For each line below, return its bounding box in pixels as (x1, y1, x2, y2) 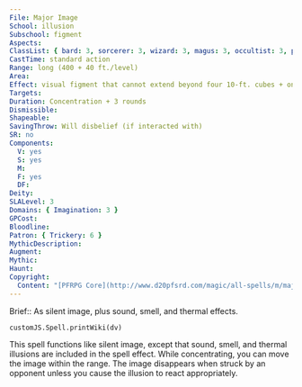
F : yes (17, 172, 42, 181)
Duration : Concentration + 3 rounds (9, 96, 147, 106)
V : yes (17, 147, 42, 156)
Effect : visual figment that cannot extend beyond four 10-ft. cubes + (9, 80, 283, 89)
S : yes (17, 155, 42, 165)
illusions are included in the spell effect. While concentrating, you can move (9, 348, 289, 359)
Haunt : (9, 265, 34, 274)
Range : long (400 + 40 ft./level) (9, 64, 139, 73)
